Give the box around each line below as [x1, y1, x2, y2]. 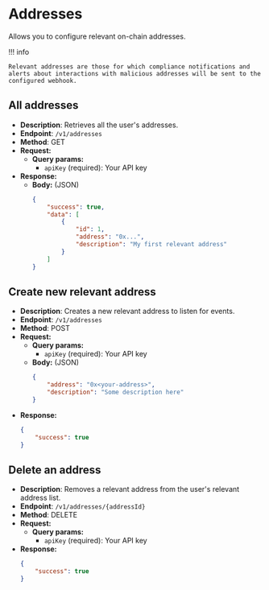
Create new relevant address [8, 285, 156, 299]
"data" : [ [47, 210, 80, 218]
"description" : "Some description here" [47, 388, 184, 397]
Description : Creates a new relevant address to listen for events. [19, 307, 235, 316]
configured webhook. [8, 76, 78, 85]
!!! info [8, 47, 30, 56]
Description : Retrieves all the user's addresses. [19, 120, 179, 130]
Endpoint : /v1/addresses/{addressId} [19, 501, 146, 511]
